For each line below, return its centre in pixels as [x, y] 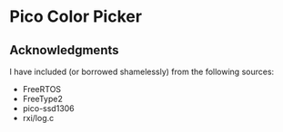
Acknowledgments [65, 50]
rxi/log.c [38, 118]
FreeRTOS [42, 89]
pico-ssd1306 [48, 108]
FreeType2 [43, 99]
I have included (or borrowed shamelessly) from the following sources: [142, 71]
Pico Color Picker [76, 17]
